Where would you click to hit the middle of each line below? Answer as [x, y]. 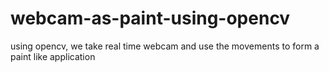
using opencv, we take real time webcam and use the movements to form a [165, 46]
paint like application [53, 56]
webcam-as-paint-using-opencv [150, 18]
